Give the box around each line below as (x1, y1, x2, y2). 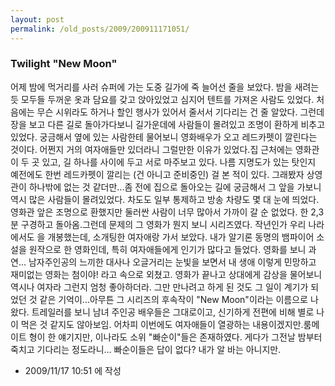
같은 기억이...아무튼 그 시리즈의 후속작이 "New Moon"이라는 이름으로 (39, 293, 308, 305)
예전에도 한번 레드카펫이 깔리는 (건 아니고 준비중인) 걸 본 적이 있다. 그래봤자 (10, 168, 305, 180)
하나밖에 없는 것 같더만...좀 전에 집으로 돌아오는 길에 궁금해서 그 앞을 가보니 (28, 181, 322, 193)
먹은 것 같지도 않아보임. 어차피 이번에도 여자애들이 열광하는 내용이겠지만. (20, 318, 304, 330)
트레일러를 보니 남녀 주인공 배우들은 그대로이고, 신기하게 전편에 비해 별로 (31, 306, 315, 318)
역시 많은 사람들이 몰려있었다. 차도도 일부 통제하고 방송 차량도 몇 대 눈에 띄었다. (10, 193, 320, 205)
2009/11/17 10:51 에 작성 (24, 364, 122, 376)
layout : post (10, 14, 65, 25)
